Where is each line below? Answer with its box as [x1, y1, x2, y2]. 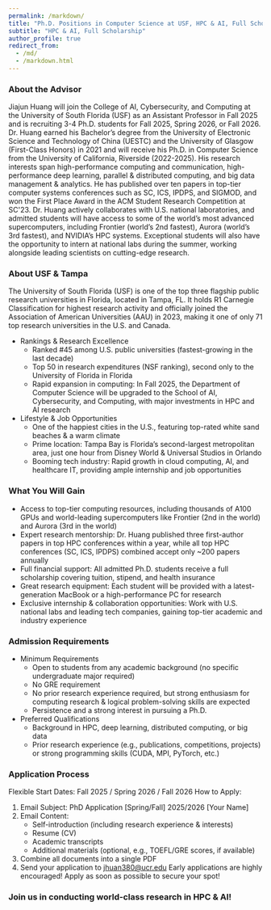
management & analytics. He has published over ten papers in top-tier [8, 179, 242, 189]
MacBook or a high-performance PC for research [57, 589, 222, 599]
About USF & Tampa [8, 268, 89, 280]
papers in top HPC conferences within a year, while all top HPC [19, 538, 230, 548]
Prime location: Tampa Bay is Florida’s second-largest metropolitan [31, 440, 256, 449]
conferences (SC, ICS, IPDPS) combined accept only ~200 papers [19, 546, 240, 556]
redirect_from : [8, 42, 60, 50]
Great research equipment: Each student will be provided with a [19, 581, 232, 591]
